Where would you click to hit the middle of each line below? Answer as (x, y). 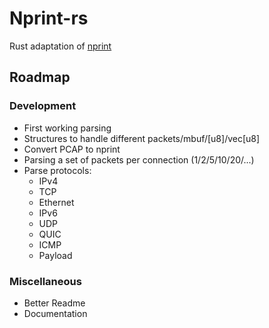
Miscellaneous (45, 281)
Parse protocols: (57, 170)
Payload (55, 255)
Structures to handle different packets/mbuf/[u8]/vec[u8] (142, 138)
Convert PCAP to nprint (72, 149)
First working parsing (67, 128)
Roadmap (40, 77)
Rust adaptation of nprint (60, 46)
